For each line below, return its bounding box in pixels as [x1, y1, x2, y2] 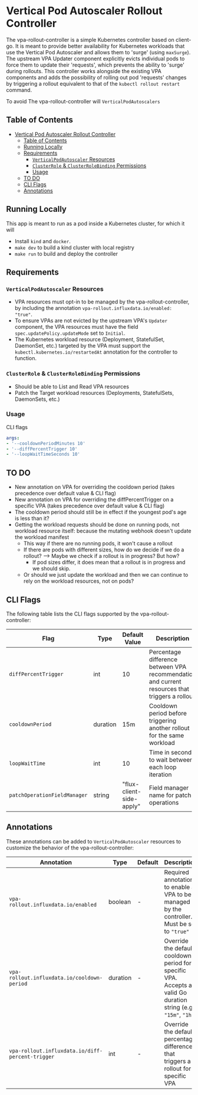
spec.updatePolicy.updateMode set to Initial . [14, 329, 126, 337]
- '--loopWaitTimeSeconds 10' [6, 452, 81, 457]
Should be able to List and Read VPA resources [14, 383, 130, 390]
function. [14, 355, 37, 362]
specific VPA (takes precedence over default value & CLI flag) [14, 502, 165, 509]
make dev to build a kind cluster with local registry [14, 244, 134, 251]
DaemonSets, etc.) [14, 395, 60, 403]
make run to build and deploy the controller [14, 250, 118, 257]
